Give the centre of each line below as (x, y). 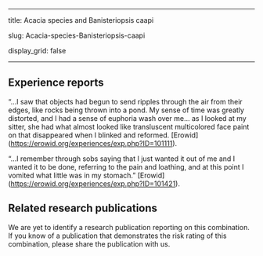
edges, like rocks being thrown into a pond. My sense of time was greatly (126, 110)
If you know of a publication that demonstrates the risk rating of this (117, 236)
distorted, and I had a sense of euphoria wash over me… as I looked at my (127, 118)
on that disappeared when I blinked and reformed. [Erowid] (103, 135)
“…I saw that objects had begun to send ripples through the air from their (125, 101)
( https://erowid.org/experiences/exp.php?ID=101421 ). (94, 183)
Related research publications (83, 208)
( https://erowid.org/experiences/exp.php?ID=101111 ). (93, 143)
